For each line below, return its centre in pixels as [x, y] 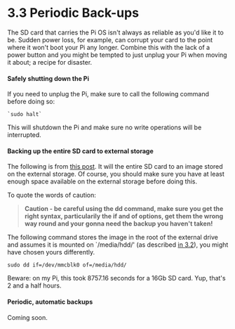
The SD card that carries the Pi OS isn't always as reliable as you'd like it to [116, 32]
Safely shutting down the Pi [48, 78]
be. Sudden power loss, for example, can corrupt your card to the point [110, 39]
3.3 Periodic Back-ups [73, 13]
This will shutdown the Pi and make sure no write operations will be [105, 127]
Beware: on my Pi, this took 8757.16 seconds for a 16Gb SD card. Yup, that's [116, 278]
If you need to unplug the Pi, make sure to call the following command [108, 94]
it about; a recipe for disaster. [50, 62]
